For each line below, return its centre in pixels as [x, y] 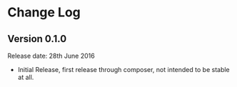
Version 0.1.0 [37, 39]
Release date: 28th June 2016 [51, 56]
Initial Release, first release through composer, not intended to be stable [123, 70]
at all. [26, 77]
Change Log [44, 12]
